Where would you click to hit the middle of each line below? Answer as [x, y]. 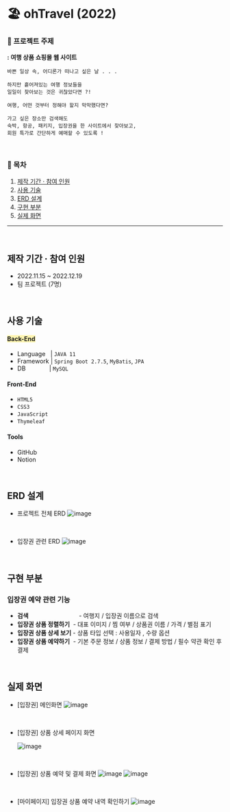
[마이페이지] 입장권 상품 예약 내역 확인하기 [73, 801]
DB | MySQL [42, 368]
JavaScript [33, 415]
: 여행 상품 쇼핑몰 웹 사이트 [42, 58]
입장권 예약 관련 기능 [39, 599]
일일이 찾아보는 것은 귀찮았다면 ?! [49, 92]
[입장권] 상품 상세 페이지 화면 [56, 732]
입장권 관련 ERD [38, 542]
